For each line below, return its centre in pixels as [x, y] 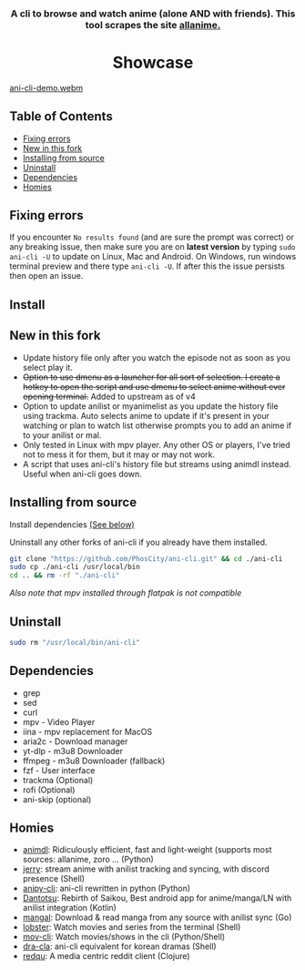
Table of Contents [61, 117]
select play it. [47, 367]
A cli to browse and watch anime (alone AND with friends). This [153, 14]
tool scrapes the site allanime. [153, 25]
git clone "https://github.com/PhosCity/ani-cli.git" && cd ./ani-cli [146, 558]
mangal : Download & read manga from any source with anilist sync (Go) [157, 917]
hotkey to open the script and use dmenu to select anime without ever [154, 386]
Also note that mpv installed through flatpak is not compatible [126, 593]
